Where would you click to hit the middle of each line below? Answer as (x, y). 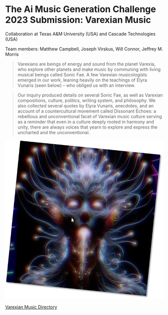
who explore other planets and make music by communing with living (89, 69)
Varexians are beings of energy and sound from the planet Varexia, (87, 64)
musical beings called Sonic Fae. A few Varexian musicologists (82, 74)
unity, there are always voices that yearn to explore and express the (88, 127)
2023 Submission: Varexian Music (78, 20)
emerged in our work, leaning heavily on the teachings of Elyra (82, 80)
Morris (12, 54)
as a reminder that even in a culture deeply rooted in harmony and (86, 122)
